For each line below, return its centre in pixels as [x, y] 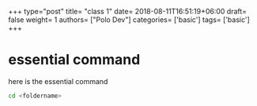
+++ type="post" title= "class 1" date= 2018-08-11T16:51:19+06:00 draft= [128, 11]
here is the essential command [58, 81]
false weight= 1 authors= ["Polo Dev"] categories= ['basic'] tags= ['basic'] [129, 20]
